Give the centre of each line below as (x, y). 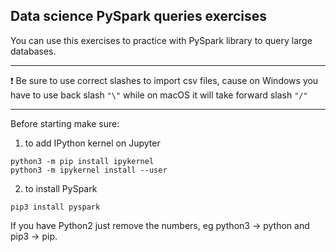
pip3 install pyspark (55, 207)
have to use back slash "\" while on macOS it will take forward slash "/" (159, 95)
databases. (33, 51)
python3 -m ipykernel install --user (89, 170)
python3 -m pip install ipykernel (82, 161)
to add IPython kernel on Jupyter (92, 143)
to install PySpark (61, 188)
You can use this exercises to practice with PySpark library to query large (161, 40)
